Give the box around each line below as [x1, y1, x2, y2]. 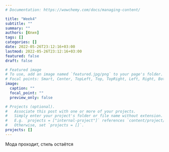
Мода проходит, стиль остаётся [5, 141, 74, 147]
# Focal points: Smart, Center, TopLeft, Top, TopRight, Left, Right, [5, 76, 156, 81]
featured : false [5, 53, 39, 58]
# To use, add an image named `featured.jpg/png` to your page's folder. [5, 72, 163, 77]
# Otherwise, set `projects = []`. [5, 123, 84, 128]
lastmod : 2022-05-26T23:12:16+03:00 [5, 48, 82, 54]
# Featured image [5, 67, 42, 72]
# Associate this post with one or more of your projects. [5, 108, 136, 114]
